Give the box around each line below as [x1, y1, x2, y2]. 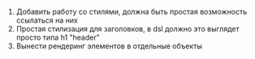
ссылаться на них [15, 15, 79, 25]
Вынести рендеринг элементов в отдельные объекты [15, 41, 203, 51]
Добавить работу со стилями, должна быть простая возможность [15, 7, 248, 16]
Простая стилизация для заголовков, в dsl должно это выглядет [15, 24, 240, 33]
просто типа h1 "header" [15, 32, 100, 42]
